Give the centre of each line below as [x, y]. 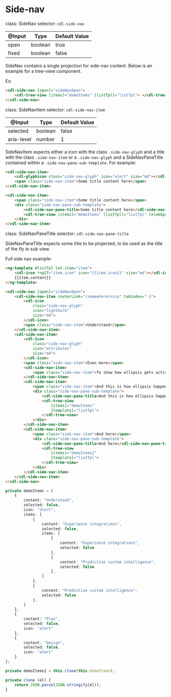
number [46, 139]
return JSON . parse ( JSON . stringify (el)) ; [58, 685]
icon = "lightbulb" [51, 311]
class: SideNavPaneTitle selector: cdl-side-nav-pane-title [67, 234]
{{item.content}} [33, 278]
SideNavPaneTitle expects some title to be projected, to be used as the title [84, 244]
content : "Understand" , [49, 500]
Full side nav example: [28, 259]
